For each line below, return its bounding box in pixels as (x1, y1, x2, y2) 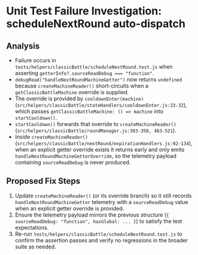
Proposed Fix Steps (6, 176, 81, 187)
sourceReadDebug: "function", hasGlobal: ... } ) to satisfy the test (14, 217, 182, 224)
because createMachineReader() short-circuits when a (14, 82, 149, 89)
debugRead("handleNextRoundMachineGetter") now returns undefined (14, 76, 182, 83)
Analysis (6, 41, 40, 51)
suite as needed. (14, 243, 56, 250)
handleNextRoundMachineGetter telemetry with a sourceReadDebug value (14, 198, 188, 205)
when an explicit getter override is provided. (14, 205, 124, 212)
